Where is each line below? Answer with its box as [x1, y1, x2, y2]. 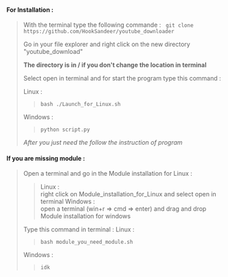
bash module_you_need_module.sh [40, 238, 133, 246]
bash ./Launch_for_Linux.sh [40, 101, 121, 108]
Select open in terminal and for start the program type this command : [23, 74, 221, 83]
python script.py [40, 126, 91, 134]
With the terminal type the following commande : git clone [23, 21, 194, 29]
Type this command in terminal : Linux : [23, 225, 135, 234]
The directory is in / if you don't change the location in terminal [23, 61, 207, 69]
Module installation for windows [40, 212, 131, 220]
